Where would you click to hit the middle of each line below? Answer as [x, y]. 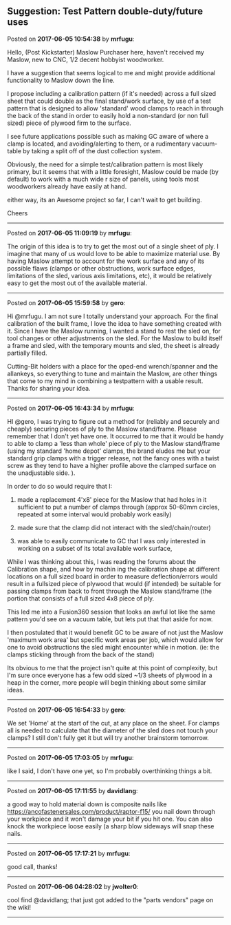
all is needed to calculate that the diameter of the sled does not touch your [113, 730]
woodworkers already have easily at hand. [67, 186]
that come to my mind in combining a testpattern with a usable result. [105, 381]
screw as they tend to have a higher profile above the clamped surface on [112, 465]
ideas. [16, 690]
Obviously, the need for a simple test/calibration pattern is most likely [105, 164]
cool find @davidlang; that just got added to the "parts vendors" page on [110, 899]
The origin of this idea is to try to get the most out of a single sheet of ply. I [113, 246]
